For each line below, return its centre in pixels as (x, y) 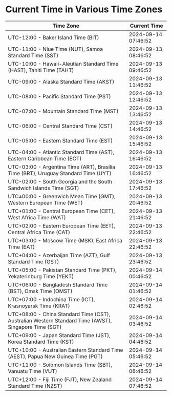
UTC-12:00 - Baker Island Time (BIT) (53, 37)
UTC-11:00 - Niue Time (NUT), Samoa (56, 49)
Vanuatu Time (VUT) (33, 371)
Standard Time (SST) (33, 55)
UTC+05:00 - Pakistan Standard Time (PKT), (62, 270)
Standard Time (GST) (34, 261)
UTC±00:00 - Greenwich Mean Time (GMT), (62, 196)
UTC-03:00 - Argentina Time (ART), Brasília (61, 166)
